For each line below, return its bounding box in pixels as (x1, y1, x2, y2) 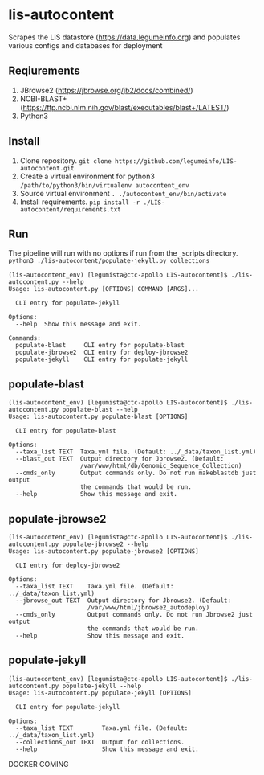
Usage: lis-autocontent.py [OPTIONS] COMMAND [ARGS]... (8, 285, 199, 293)
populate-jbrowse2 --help (62, 540, 149, 548)
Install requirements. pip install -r (19, 197, 140, 207)
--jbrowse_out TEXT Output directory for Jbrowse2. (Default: (15, 597, 231, 605)
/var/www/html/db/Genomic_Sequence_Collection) (79, 462, 242, 470)
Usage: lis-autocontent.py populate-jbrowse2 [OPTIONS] (8, 547, 199, 556)
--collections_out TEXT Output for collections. (15, 738, 185, 746)
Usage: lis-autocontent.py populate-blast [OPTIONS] (8, 412, 189, 421)
